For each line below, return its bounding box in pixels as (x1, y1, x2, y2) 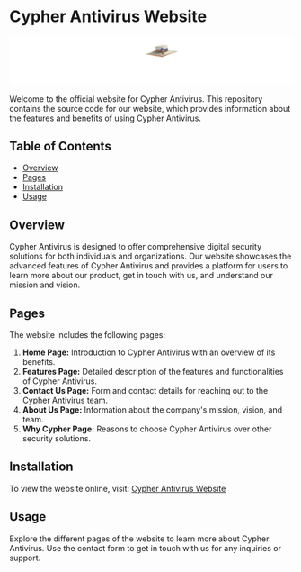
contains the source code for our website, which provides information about (9, 103, 291, 113)
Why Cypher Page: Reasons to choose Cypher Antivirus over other (22, 423, 272, 434)
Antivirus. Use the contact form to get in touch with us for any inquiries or (9, 542, 281, 553)
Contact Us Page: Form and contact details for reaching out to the (22, 386, 269, 396)
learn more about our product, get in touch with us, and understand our (9, 270, 274, 281)
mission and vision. (9, 279, 81, 290)
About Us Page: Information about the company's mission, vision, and (22, 404, 283, 415)
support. (9, 552, 41, 563)
